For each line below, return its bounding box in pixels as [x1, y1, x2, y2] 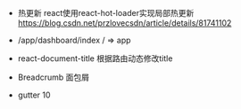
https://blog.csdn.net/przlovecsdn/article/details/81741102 [17, 18, 232, 28]
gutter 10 [17, 90, 51, 100]
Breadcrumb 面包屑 [17, 72, 90, 82]
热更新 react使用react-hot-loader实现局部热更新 [17, 8, 195, 18]
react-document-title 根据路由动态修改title [17, 53, 173, 64]
